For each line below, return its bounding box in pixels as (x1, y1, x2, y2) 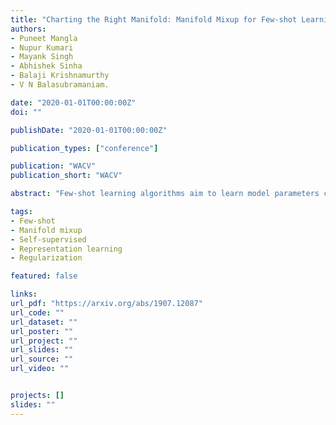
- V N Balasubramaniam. (10, 80, 110, 90)
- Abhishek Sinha (10, 61, 83, 71)
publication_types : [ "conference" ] (10, 143, 159, 153)
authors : (10, 24, 47, 34)
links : (10, 289, 38, 300)
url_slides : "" (10, 345, 74, 355)
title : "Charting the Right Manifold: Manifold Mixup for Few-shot (10, 14, 298, 25)
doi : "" (10, 107, 43, 117)
